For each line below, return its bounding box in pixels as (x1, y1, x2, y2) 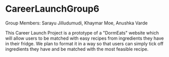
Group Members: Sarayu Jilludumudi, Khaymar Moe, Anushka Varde (5, 20, 148, 26)
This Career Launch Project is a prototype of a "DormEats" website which (5, 30, 159, 36)
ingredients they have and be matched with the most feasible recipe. (5, 46, 149, 52)
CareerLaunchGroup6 (5, 3, 99, 15)
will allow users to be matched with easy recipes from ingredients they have (5, 35, 164, 41)
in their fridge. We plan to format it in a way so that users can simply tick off (5, 40, 164, 46)
